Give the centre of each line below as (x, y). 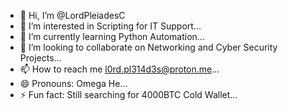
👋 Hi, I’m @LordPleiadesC (72, 15)
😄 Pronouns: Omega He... (73, 83)
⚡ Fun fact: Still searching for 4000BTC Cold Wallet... (128, 94)
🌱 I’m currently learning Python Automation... (112, 36)
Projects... (40, 58)
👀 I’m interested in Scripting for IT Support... (110, 26)
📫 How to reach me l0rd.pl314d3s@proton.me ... (119, 69)
